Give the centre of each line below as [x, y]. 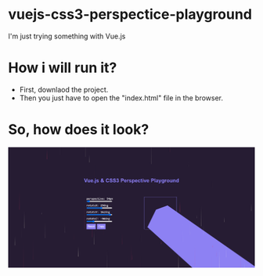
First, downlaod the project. [64, 89]
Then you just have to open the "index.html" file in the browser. [121, 98]
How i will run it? [63, 68]
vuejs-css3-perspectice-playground [130, 15]
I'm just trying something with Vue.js [67, 36]
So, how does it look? [79, 130]
